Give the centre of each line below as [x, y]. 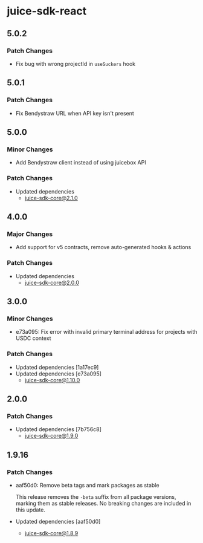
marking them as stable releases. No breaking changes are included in [103, 503]
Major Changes [30, 234]
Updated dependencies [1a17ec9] [57, 367]
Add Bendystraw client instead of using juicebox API [81, 163]
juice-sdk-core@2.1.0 [51, 198]
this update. [31, 510]
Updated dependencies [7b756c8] [59, 429]
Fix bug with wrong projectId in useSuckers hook [76, 63]
